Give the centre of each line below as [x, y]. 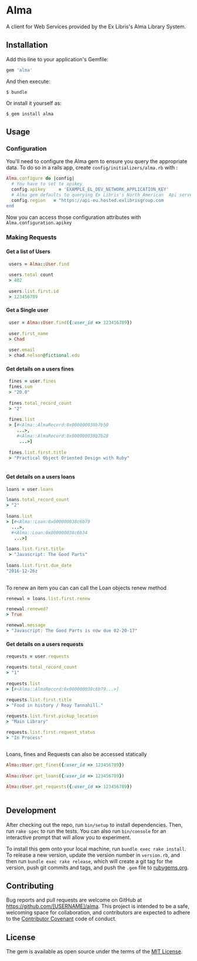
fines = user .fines [33, 381]
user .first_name [28, 333]
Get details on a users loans [40, 476]
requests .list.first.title [39, 700]
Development [31, 811]
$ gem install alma [30, 114]
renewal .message [26, 625]
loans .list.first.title [35, 549]
